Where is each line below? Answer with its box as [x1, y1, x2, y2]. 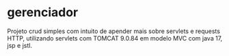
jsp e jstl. [7, 41, 33, 49]
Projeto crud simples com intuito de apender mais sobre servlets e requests [7, 27, 221, 35]
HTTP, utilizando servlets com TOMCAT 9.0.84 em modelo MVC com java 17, [7, 34, 223, 42]
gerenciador [7, 5, 79, 20]
